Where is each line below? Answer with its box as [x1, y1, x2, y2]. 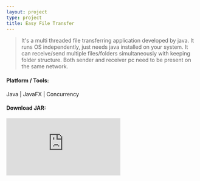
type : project [6, 15, 43, 21]
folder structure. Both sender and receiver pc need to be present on [21, 56, 191, 64]
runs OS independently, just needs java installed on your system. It [21, 43, 188, 51]
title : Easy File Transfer [6, 20, 75, 26]
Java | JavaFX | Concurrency [6, 90, 80, 98]
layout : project [6, 9, 47, 15]
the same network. [21, 63, 69, 70]
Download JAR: [6, 104, 47, 112]
